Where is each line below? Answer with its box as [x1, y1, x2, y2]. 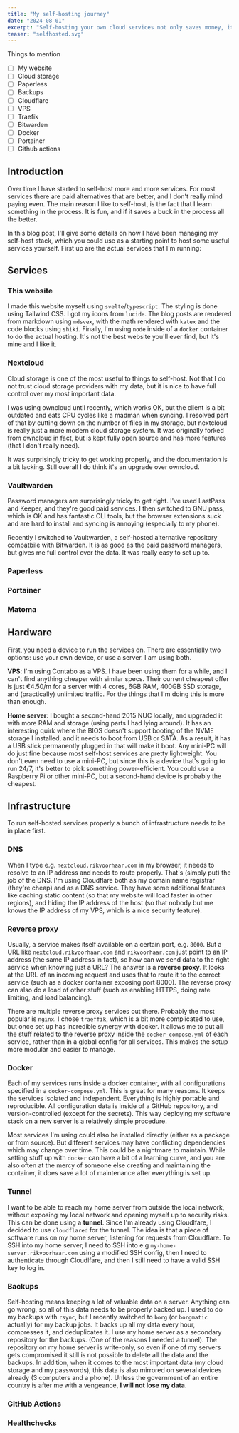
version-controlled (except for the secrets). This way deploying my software [7, 1110, 230, 1118]
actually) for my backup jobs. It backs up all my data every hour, [7, 1320, 196, 1329]
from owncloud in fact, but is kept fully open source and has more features [7, 433, 226, 442]
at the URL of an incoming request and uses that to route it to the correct [7, 970, 221, 979]
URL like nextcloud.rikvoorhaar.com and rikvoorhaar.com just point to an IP [7, 947, 228, 957]
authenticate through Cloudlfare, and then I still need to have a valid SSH [7, 1256, 221, 1264]
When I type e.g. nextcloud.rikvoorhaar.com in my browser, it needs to [7, 860, 215, 869]
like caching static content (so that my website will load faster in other [7, 890, 212, 900]
